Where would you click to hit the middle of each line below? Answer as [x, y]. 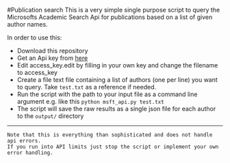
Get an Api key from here [52, 58]
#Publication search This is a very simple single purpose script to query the [114, 10]
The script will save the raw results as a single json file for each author [116, 109]
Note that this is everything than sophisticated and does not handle [110, 135]
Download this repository [52, 51]
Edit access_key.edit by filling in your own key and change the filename [117, 65]
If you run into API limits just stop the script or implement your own [113, 147]
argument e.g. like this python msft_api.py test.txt [90, 101]
